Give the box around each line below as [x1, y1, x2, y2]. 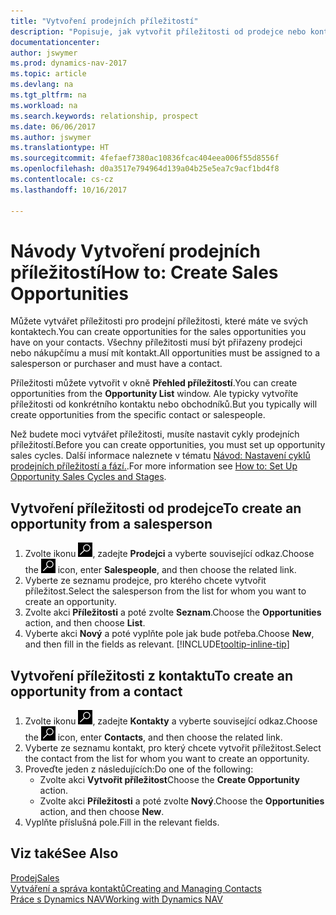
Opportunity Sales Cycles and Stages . [10, 471, 167, 483]
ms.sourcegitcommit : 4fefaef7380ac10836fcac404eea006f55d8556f [10, 153, 280, 164]
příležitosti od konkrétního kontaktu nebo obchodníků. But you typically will [10, 398, 318, 410]
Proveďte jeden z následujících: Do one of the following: [24, 763, 254, 775]
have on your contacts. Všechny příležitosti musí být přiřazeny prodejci [10, 336, 303, 349]
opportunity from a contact [10, 683, 183, 700]
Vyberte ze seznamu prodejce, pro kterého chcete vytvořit [24, 575, 267, 587]
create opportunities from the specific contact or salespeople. [10, 409, 266, 421]
